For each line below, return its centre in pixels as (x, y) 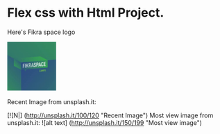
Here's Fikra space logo (41, 32)
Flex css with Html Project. (86, 13)
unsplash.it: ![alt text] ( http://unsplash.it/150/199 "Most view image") (105, 122)
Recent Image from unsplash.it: (52, 101)
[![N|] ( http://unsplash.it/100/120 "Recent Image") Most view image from (110, 115)
